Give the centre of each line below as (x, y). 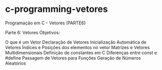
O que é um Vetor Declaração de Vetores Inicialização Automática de (76, 42)
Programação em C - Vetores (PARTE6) (45, 23)
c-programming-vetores (57, 9)
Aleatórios (16, 63)
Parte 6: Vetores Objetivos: (33, 32)
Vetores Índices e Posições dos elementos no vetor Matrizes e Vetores (78, 47)
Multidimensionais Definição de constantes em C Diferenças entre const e (81, 53)
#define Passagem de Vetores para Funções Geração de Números (73, 58)
